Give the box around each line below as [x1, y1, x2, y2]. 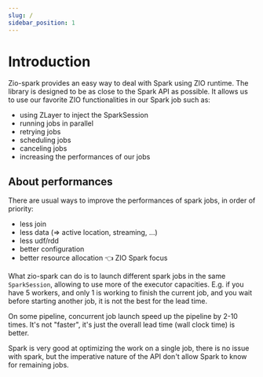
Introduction [8, 53, 91, 71]
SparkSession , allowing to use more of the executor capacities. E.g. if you [8, 280, 245, 289]
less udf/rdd [19, 236, 59, 246]
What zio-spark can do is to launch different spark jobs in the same [8, 272, 226, 281]
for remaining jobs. [8, 361, 69, 370]
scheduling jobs [19, 135, 71, 145]
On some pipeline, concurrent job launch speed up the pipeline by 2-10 [8, 312, 238, 321]
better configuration [19, 244, 85, 254]
